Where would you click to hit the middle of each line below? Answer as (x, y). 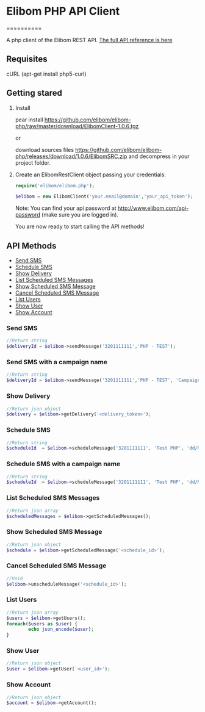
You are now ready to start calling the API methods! (80, 226)
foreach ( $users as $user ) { (42, 624)
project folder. (33, 162)
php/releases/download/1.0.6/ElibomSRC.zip (71, 156)
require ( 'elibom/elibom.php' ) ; (55, 185)
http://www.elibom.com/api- (153, 208)
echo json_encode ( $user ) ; (61, 630)
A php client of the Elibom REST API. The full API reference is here (89, 40)
